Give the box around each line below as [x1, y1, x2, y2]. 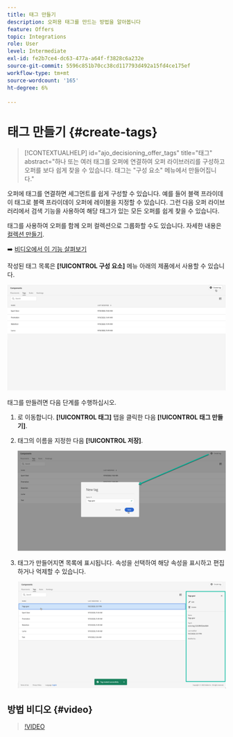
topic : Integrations [7, 33, 67, 40]
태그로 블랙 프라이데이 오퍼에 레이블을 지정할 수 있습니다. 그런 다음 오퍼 [14, 198, 207, 207]
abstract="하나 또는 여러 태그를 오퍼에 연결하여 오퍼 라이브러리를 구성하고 [24, 157, 225, 166]
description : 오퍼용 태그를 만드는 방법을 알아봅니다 [7, 18, 141, 26]
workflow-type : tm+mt [7, 69, 70, 76]
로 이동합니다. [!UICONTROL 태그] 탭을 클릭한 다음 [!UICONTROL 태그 [17, 413, 211, 421]
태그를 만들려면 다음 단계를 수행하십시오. [7, 398, 116, 406]
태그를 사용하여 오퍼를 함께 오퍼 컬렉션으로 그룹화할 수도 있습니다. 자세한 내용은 [7, 222, 222, 230]
